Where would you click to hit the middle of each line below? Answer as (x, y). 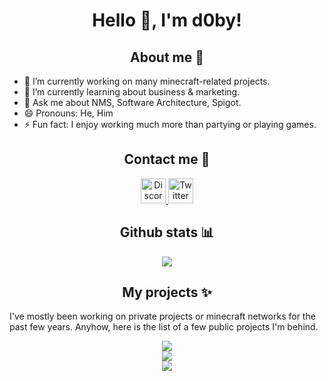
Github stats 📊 (167, 232)
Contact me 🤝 (167, 159)
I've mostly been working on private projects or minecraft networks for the (162, 316)
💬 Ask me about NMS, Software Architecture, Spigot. (132, 102)
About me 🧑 (167, 57)
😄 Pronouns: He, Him (68, 113)
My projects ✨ (167, 292)
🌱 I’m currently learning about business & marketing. (132, 92)
